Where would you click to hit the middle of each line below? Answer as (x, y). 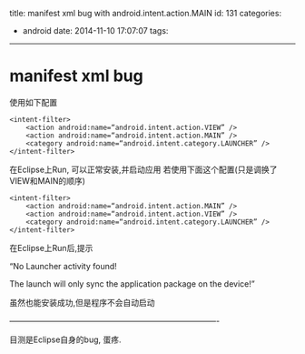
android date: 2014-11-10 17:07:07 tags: (95, 30)
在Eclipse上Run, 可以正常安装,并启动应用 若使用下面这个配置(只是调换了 (143, 169)
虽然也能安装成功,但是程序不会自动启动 (83, 302)
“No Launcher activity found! (64, 266)
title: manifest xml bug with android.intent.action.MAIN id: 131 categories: (146, 13)
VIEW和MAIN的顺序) (48, 180)
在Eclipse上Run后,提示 (51, 248)
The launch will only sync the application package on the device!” (133, 283)
